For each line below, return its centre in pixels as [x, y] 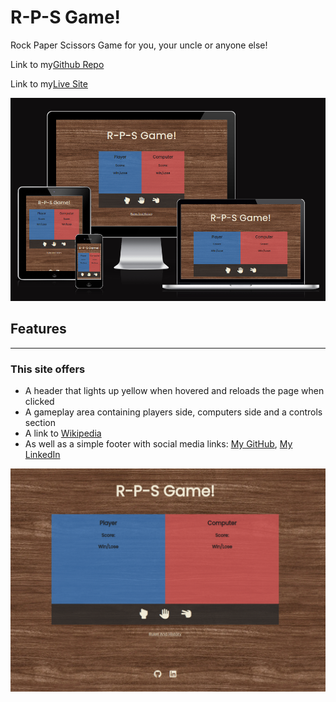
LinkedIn [42, 455]
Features [38, 329]
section [40, 423]
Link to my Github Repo [57, 64]
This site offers [48, 369]
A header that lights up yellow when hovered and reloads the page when [174, 391]
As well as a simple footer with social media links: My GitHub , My [158, 444]
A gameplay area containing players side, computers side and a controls [173, 412]
